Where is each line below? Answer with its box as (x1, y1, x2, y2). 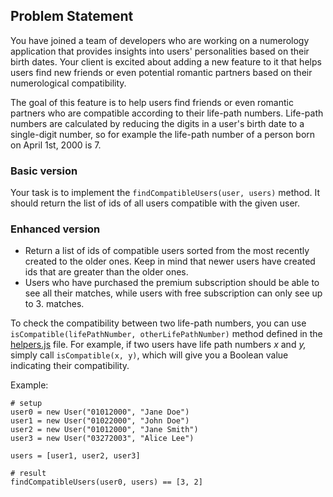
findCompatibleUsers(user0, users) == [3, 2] (10, 477, 203, 488)
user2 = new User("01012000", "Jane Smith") (10, 425, 199, 435)
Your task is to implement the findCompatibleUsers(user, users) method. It (10, 187, 321, 199)
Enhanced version (10, 222, 101, 236)
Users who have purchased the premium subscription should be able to (24, 277, 320, 289)
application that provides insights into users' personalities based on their (10, 45, 310, 57)
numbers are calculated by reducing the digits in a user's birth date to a (10, 117, 305, 129)
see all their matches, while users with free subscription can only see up (24, 287, 323, 299)
